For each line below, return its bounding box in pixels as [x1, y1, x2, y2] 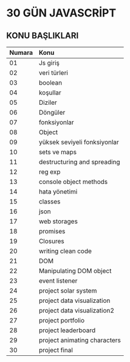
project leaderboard [38, 326, 96, 335]
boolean [38, 79, 63, 87]
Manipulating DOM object [38, 267, 112, 275]
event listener [38, 277, 78, 285]
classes [38, 197, 61, 205]
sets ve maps [38, 148, 77, 156]
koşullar [38, 88, 62, 97]
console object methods [38, 177, 108, 186]
